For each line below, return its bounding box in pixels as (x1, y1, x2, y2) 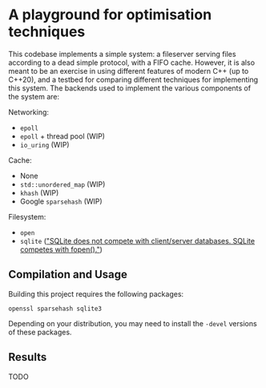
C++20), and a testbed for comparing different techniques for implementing (8, 75, 259, 84)
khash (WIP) (19, 188, 59, 197)
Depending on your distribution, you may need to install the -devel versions (8, 318, 258, 328)
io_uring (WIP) (19, 139, 70, 149)
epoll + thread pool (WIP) (19, 131, 106, 141)
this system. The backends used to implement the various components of (8, 83, 251, 93)
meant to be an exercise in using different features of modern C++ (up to (8, 66, 249, 75)
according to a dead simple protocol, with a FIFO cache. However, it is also (8, 58, 255, 67)
